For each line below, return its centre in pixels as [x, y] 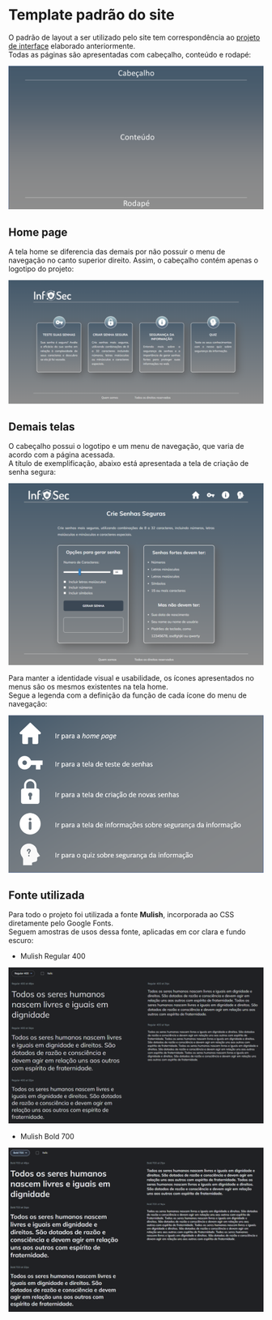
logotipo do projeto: [41, 269]
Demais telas [42, 427]
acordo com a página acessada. [62, 455]
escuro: [21, 941]
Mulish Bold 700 [47, 1136]
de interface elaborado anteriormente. [72, 45]
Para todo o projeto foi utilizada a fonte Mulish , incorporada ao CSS [121, 915]
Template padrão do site [91, 15]
